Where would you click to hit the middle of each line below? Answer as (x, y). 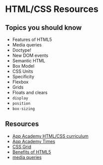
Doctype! (22, 50)
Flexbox (20, 82)
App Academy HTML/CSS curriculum (50, 136)
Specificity (23, 77)
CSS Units (23, 71)
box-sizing (24, 109)
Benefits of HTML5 (31, 152)
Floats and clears (30, 92)
